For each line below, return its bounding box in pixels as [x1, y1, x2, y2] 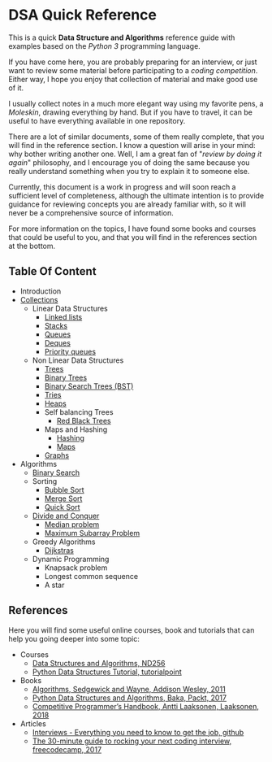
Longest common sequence [44, 571, 139, 581]
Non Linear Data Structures [32, 355, 124, 365]
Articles [19, 718, 46, 729]
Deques [44, 337, 71, 347]
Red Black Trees [56, 416, 111, 425]
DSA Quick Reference [8, 6, 157, 24]
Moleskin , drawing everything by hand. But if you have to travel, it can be [8, 107, 253, 117]
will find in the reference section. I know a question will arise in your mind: [8, 140, 256, 150]
